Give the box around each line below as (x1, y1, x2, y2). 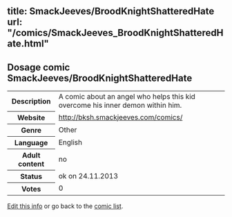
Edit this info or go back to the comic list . (7, 202, 124, 210)
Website (17, 113, 46, 122)
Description (11, 96, 51, 106)
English (58, 138, 83, 147)
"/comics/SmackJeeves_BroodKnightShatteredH (7, 27, 224, 39)
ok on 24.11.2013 (58, 171, 119, 180)
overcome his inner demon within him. (58, 100, 182, 110)
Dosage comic (7, 62, 70, 73)
